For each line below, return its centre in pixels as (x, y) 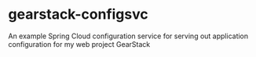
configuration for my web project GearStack (79, 44)
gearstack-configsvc (79, 14)
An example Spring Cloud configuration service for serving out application (128, 36)
